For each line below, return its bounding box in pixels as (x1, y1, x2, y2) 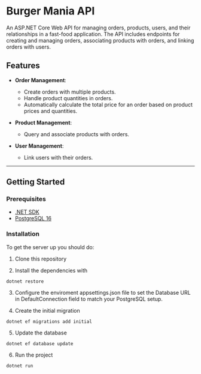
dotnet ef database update (6, 340, 74, 346)
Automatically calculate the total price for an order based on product (23, 101, 193, 108)
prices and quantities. (23, 107, 78, 115)
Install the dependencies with (14, 267, 88, 274)
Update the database (14, 329, 67, 336)
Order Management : (14, 76, 67, 83)
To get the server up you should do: (6, 243, 95, 250)
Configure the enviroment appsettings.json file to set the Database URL (14, 289, 191, 296)
